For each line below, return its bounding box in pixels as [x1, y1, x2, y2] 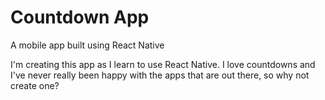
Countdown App [10, 6, 150, 29]
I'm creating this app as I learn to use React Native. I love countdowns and [10, 58, 316, 70]
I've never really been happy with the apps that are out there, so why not [10, 69, 310, 81]
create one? [10, 79, 60, 91]
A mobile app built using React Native [10, 39, 165, 51]
